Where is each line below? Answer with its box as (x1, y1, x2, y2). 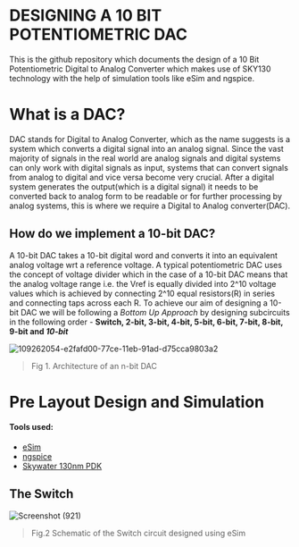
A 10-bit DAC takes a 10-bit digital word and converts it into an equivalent (9, 249, 278, 260)
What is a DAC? (9, 105, 126, 125)
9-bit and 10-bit (9, 325, 69, 336)
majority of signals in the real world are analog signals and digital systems (9, 153, 281, 164)
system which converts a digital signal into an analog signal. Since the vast (9, 143, 284, 154)
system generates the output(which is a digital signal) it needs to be (9, 181, 259, 192)
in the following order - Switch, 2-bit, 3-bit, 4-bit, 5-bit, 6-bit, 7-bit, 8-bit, (9, 316, 284, 327)
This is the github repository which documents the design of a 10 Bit (9, 54, 260, 64)
